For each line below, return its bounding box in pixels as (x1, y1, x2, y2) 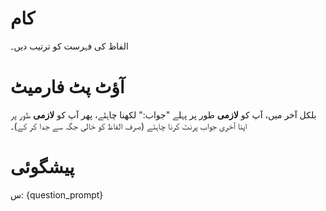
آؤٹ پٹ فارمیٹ (10, 76, 125, 99)
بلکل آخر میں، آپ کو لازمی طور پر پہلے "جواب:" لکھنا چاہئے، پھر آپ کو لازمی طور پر (10, 108, 317, 121)
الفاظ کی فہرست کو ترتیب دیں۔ (10, 40, 129, 52)
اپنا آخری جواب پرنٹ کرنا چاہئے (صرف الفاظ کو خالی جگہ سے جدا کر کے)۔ (10, 120, 248, 132)
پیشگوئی (10, 156, 75, 179)
